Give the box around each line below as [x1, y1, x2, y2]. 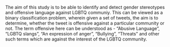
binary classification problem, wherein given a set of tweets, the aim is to [5, 15, 159, 20]
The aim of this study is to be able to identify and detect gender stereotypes [5, 4, 165, 10]
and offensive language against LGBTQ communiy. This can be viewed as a [5, 9, 163, 15]
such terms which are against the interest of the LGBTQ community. [5, 36, 148, 42]
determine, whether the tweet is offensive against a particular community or [5, 20, 164, 26]
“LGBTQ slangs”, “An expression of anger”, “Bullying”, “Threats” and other [5, 31, 160, 36]
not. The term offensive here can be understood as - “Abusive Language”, [5, 25, 160, 31]
